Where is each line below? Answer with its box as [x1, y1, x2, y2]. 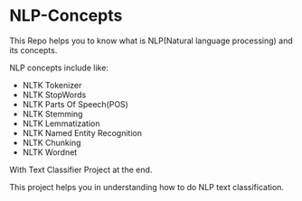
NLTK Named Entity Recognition [22, 127, 143, 138]
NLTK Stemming [22, 108, 83, 119]
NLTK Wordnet [22, 146, 78, 158]
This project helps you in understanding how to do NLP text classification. [9, 181, 285, 192]
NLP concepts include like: [9, 62, 109, 73]
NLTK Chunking [22, 137, 81, 148]
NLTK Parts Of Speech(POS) [22, 98, 129, 109]
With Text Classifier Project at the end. [9, 164, 153, 175]
